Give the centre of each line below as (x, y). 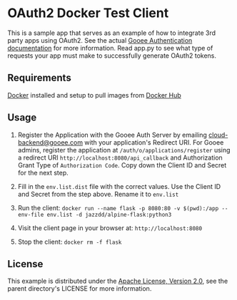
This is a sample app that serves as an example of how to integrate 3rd (112, 33)
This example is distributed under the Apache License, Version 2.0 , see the (118, 281)
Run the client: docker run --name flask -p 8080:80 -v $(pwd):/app (118, 207)
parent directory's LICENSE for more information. (80, 289)
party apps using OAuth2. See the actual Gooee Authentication (100, 40)
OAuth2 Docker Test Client (88, 13)
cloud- (218, 135)
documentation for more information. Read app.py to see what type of (110, 48)
